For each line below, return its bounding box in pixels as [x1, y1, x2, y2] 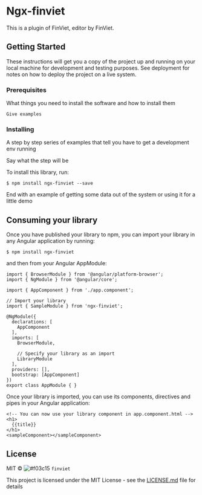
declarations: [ [11, 319, 53, 325]
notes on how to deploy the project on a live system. [6, 71, 137, 78]
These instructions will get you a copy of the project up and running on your [6, 57, 195, 65]
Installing [6, 125, 34, 134]
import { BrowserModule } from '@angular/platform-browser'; [6, 271, 164, 277]
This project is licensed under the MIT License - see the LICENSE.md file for [6, 476, 196, 484]
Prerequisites [6, 86, 47, 94]
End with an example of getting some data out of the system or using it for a [6, 191, 195, 198]
